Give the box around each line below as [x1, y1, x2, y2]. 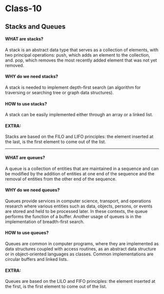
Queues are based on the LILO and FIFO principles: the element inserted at [5, 278, 156, 284]
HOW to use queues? [5, 230, 49, 236]
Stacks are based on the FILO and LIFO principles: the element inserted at [5, 134, 154, 140]
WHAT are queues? [5, 154, 45, 160]
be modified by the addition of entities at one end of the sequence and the [5, 170, 155, 176]
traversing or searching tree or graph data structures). [5, 89, 114, 95]
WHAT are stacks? [5, 36, 44, 42]
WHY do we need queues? [5, 187, 60, 193]
